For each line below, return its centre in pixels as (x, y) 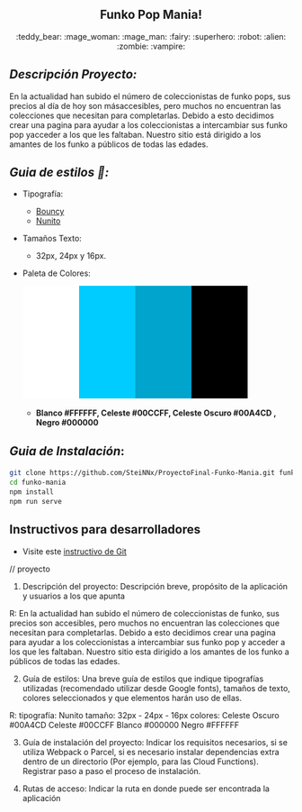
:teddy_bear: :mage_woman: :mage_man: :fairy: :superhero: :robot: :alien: (151, 36)
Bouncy (50, 212)
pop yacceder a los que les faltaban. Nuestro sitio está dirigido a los (135, 134)
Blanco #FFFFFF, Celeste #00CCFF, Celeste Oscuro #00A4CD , (156, 413)
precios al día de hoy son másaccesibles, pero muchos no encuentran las (145, 105)
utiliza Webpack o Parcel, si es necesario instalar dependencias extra (151, 752)
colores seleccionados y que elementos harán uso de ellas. (132, 698)
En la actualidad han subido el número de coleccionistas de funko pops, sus (150, 96)
